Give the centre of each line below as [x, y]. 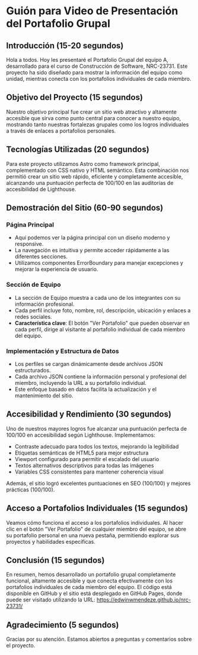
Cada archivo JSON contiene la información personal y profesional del [100, 377]
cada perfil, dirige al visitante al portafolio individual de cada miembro [100, 329]
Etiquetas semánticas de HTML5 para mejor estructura [82, 453]
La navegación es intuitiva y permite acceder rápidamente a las [92, 250]
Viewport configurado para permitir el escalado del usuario [87, 459]
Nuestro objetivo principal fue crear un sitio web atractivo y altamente [91, 112]
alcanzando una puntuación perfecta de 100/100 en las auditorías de [90, 183]
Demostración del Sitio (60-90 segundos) [85, 208]
